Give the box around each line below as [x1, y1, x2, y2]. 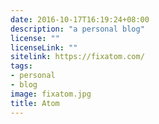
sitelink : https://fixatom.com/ [10, 52, 145, 62]
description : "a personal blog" [10, 24, 145, 34]
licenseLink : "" [10, 42, 78, 53]
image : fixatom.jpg [10, 89, 92, 99]
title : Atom [10, 98, 60, 108]
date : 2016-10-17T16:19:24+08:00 [10, 14, 150, 25]
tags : [10, 61, 33, 71]
